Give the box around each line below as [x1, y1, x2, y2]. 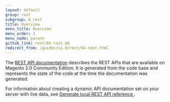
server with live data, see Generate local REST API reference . [5, 91, 136, 97]
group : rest [5, 12, 31, 17]
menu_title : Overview [5, 27, 52, 32]
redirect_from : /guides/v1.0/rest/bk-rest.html [5, 45, 109, 50]
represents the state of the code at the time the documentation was [5, 70, 147, 76]
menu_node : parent [5, 36, 45, 41]
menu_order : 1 [5, 31, 36, 36]
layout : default [5, 7, 40, 13]
